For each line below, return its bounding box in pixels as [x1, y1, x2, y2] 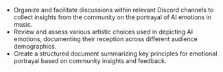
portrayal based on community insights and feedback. [13, 57, 167, 64]
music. [13, 21, 33, 28]
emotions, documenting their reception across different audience [13, 35, 198, 43]
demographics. [13, 43, 57, 50]
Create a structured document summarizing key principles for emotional [13, 49, 218, 58]
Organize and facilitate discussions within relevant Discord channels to [13, 6, 214, 14]
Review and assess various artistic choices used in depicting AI [13, 27, 193, 36]
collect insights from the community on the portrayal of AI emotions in [13, 13, 211, 21]
